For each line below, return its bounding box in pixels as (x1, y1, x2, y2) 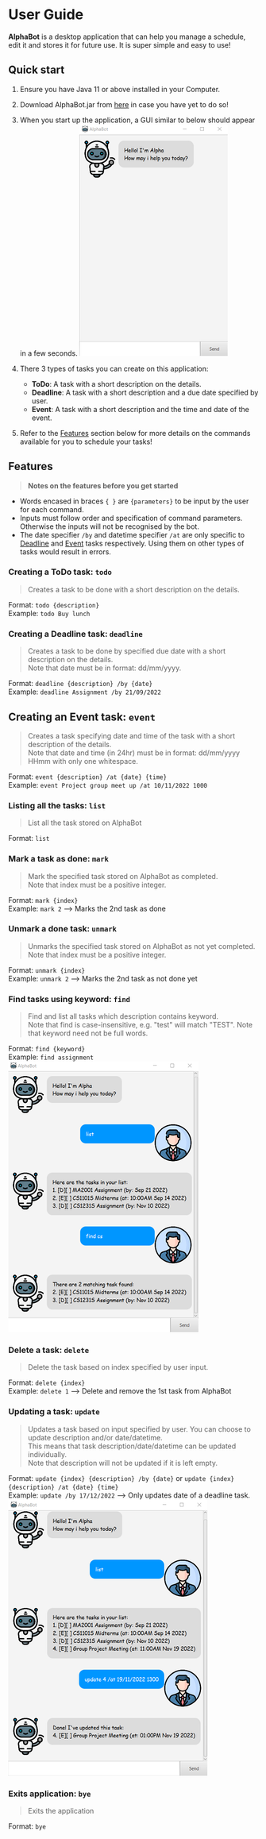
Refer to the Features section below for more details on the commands (19, 428, 251, 438)
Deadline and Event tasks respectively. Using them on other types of (19, 538, 245, 548)
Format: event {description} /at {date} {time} (8, 772, 168, 781)
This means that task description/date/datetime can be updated (27, 1441, 237, 1451)
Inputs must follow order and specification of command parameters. (19, 513, 243, 522)
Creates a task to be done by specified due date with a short (27, 646, 226, 656)
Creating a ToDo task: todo (8, 566, 113, 577)
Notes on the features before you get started (27, 480, 179, 490)
